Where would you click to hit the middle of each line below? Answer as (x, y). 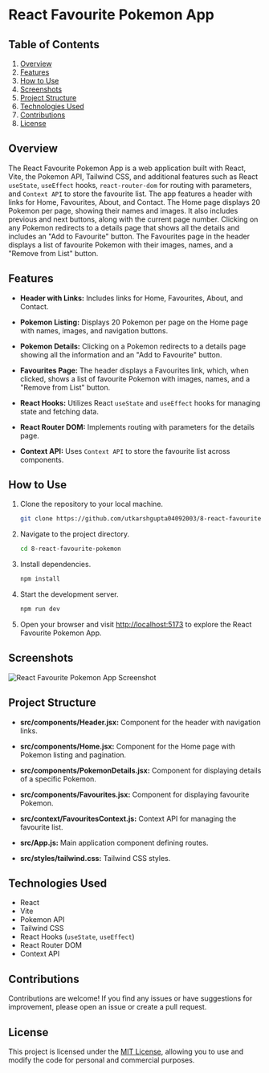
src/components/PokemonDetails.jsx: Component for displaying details (141, 770)
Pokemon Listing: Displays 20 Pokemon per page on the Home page (134, 322)
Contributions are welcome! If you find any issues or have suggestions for (130, 998)
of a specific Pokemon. (58, 779)
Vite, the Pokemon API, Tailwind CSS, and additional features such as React (133, 176)
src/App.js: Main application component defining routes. (114, 842)
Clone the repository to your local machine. (91, 504)
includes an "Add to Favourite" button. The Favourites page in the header (129, 236)
